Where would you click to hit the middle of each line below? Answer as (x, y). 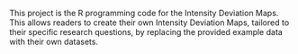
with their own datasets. (54, 41)
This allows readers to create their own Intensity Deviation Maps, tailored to (149, 22)
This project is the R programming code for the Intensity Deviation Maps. (144, 13)
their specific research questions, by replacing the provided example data (146, 32)
